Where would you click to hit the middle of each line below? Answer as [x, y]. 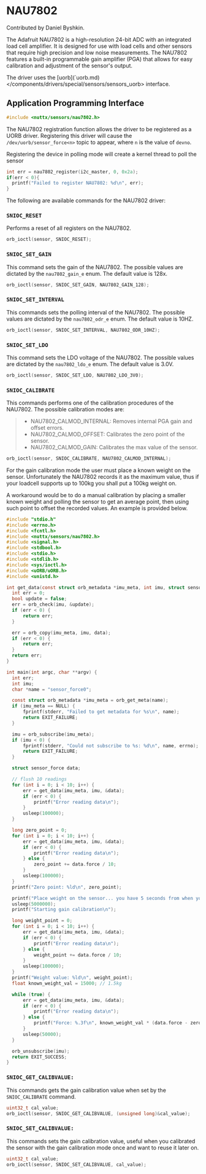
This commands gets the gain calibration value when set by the [86, 1090]
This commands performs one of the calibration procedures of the [90, 403]
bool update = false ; [40, 599]
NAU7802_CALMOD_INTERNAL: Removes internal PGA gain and [111, 421]
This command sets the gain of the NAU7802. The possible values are [95, 267]
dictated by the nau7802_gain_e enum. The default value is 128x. [87, 273]
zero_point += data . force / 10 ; [75, 864]
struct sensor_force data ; [46, 768]
